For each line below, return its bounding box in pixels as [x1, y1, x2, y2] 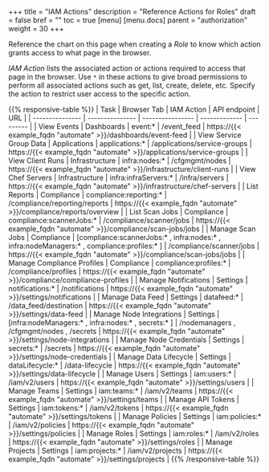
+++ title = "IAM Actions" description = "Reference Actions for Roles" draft [8, 7, 256, 16]
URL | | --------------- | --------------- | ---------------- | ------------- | [8, 113, 247, 123]
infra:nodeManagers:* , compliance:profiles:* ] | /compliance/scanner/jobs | [8, 241, 259, 250]
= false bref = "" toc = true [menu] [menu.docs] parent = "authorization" [8, 15, 248, 25]
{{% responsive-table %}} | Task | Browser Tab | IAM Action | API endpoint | [8, 104, 260, 114]
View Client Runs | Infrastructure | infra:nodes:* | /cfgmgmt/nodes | [8, 156, 231, 165]
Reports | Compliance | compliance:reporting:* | [8, 190, 167, 199]
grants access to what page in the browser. [8, 48, 152, 57]
